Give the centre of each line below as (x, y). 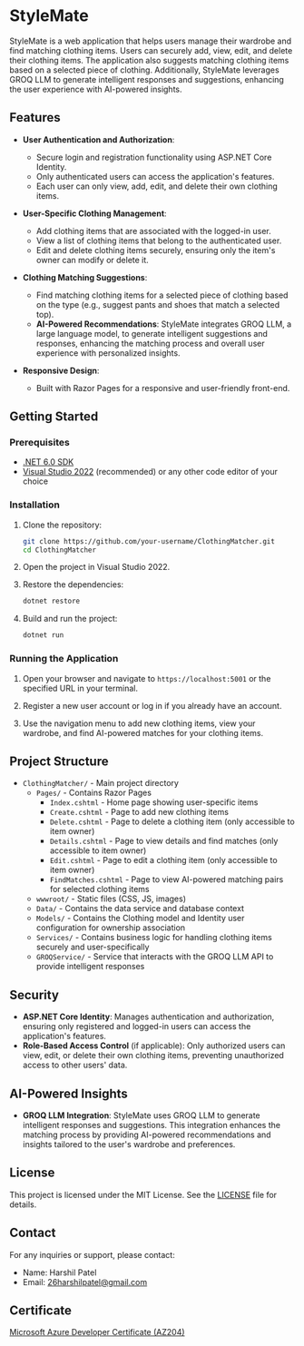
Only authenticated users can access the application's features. (155, 176)
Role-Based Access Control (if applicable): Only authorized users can (154, 1046)
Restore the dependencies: (73, 585)
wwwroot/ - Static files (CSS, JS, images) (111, 899)
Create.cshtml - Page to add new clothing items (139, 812)
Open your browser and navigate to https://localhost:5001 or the (147, 678)
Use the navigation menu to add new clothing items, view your (139, 723)
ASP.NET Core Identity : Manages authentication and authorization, (148, 1017)
